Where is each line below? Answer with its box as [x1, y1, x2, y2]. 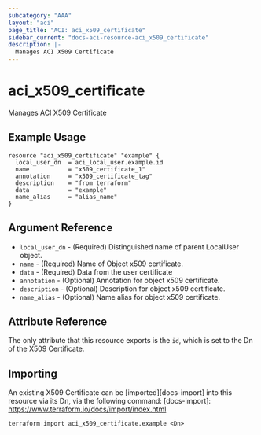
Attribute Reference [8, 315, 108, 328]
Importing [8, 367, 57, 380]
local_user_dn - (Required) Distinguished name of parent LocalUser [19, 241, 240, 252]
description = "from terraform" [15, 179, 132, 187]
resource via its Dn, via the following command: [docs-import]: [8, 396, 211, 406]
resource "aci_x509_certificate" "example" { [8, 151, 160, 160]
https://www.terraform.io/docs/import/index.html [8, 404, 167, 414]
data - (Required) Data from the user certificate [19, 267, 173, 276]
